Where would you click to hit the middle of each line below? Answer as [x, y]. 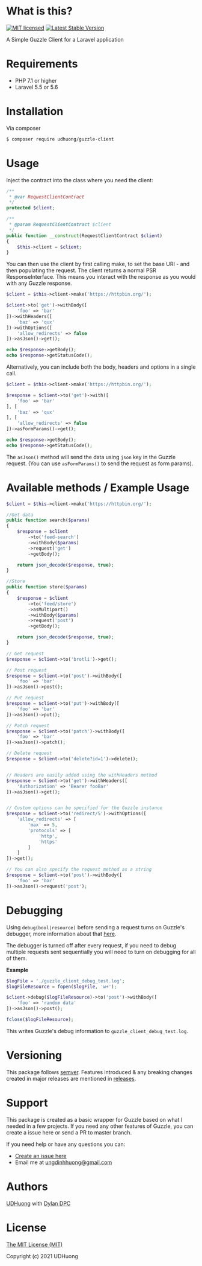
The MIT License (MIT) [35, 1244]
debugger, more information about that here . [61, 934]
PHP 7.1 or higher [36, 80]
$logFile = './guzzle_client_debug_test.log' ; [66, 981]
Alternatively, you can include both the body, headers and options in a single [101, 367]
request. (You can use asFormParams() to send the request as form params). [100, 463]
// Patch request [28, 725]
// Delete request [29, 753]
